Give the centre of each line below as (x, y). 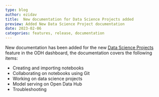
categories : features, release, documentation (55, 33)
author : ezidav (21, 15)
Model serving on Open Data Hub (47, 84)
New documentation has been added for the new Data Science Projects (79, 47)
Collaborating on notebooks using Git (51, 73)
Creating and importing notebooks (48, 68)
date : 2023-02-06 (23, 29)
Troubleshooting (29, 89)
